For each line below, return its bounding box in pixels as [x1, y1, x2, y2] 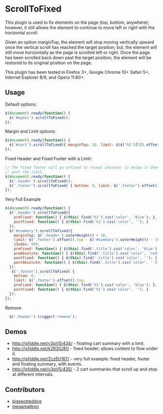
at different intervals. [12, 371, 54, 377]
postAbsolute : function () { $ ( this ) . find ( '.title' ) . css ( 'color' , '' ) [14, 260, 158, 265]
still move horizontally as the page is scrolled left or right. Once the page [5, 50, 150, 55]
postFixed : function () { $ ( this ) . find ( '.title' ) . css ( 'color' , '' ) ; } [14, 255, 158, 260]
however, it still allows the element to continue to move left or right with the [5, 24, 155, 30]
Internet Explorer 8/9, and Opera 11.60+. [5, 74, 85, 80]
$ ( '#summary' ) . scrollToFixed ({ [9, 228, 73, 233]
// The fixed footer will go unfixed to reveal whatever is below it [5, 165, 149, 170]
